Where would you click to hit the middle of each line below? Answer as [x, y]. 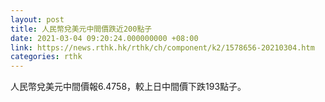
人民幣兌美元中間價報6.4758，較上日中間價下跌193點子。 [128, 87]
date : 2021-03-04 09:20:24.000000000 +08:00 [104, 38]
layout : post [37, 19]
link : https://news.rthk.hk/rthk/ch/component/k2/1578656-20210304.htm [162, 47]
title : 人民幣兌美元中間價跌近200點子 [81, 29]
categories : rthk [46, 57]
